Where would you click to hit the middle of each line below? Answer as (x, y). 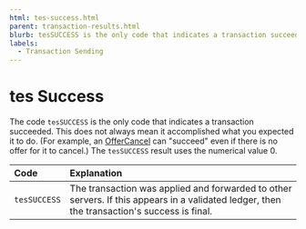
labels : (24, 43)
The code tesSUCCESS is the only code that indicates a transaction (132, 122)
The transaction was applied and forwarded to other (181, 189)
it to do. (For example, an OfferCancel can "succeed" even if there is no (143, 141)
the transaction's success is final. (141, 212)
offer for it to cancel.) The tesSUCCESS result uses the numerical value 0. (143, 151)
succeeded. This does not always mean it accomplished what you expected (152, 132)
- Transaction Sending (61, 52)
